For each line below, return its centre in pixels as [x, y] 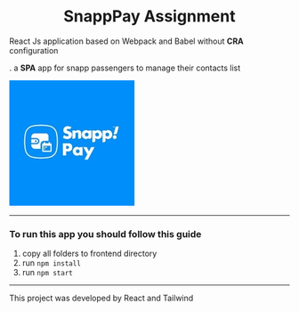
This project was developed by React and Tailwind [101, 298]
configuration [34, 50]
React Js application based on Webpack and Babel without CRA [127, 41]
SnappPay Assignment [149, 16]
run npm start [47, 273]
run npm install [52, 263]
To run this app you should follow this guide [105, 234]
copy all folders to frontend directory [89, 254]
